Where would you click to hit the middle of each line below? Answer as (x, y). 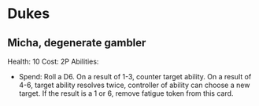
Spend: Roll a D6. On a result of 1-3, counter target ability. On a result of (135, 77)
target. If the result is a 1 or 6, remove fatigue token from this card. (126, 93)
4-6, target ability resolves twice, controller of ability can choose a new (134, 85)
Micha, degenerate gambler (77, 43)
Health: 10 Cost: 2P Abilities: (53, 61)
